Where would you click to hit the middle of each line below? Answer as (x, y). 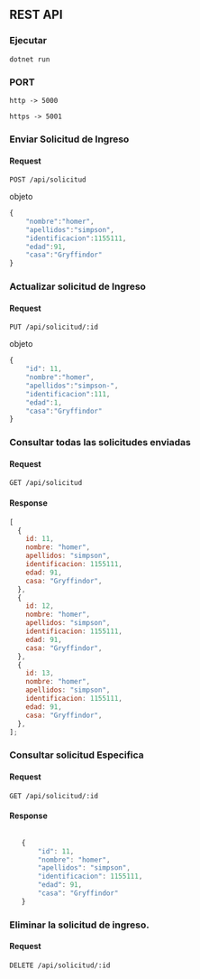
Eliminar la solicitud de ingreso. (80, 925)
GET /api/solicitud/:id (54, 796)
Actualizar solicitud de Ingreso (78, 286)
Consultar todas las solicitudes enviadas (100, 443)
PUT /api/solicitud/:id (54, 327)
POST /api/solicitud (48, 180)
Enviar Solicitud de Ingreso (69, 139)
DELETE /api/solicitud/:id (60, 965)
